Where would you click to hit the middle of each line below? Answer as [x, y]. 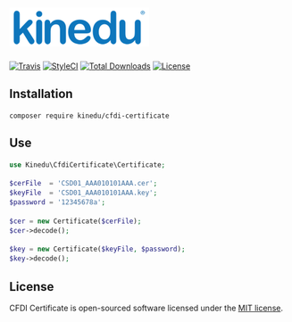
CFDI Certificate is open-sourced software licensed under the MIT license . [146, 308]
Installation [41, 94]
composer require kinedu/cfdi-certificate [89, 116]
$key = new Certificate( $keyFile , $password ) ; [97, 249]
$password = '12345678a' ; [57, 202]
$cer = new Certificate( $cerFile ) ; [75, 221]
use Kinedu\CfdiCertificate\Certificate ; [88, 165]
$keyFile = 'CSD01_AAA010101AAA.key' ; [83, 193]
